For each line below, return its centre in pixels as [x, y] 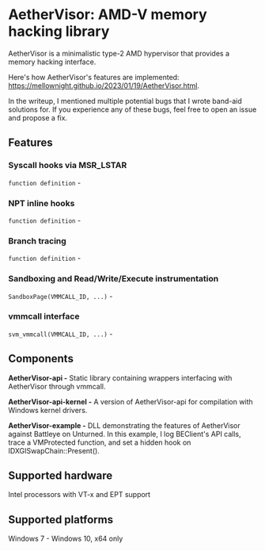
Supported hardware [61, 476]
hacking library [59, 31]
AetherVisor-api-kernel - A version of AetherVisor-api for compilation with [131, 401]
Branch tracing [38, 241]
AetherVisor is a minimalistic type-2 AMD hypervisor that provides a [119, 53]
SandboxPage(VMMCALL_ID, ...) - [61, 296]
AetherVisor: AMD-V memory [108, 15]
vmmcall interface [44, 316]
